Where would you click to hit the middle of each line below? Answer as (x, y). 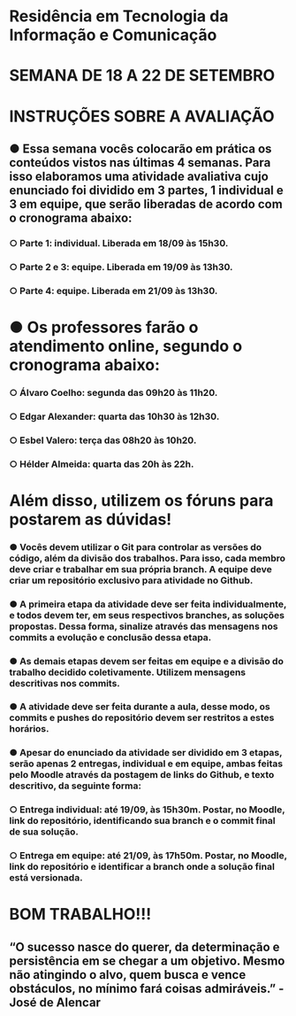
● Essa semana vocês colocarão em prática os (140, 148)
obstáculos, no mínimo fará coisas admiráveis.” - (147, 988)
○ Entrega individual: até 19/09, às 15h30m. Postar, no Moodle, (147, 810)
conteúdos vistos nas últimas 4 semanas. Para (140, 163)
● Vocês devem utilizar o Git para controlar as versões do (136, 547)
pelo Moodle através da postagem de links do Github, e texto (142, 775)
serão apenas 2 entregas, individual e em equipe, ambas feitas (146, 764)
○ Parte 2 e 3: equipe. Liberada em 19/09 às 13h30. (121, 267)
